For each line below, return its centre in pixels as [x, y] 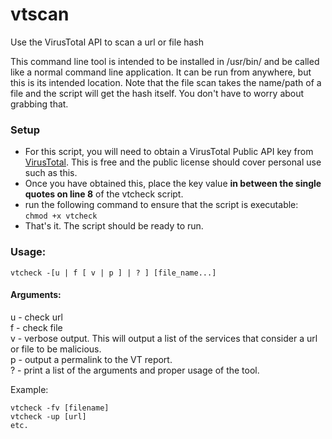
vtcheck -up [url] [48, 416]
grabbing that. [39, 104]
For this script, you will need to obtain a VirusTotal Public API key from [169, 152]
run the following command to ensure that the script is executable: [161, 205]
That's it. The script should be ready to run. [114, 226]
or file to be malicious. [56, 349]
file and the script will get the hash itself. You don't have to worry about [157, 93]
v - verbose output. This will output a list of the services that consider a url [164, 338]
